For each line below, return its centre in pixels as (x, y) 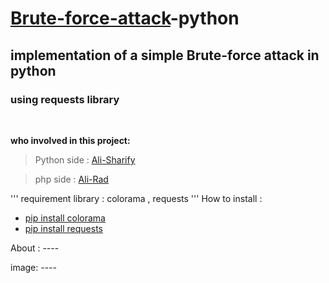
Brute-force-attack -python (125, 18)
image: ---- (33, 267)
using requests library (65, 99)
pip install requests (63, 228)
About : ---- (35, 248)
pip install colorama (65, 218)
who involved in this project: (70, 140)
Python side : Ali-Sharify (85, 159)
